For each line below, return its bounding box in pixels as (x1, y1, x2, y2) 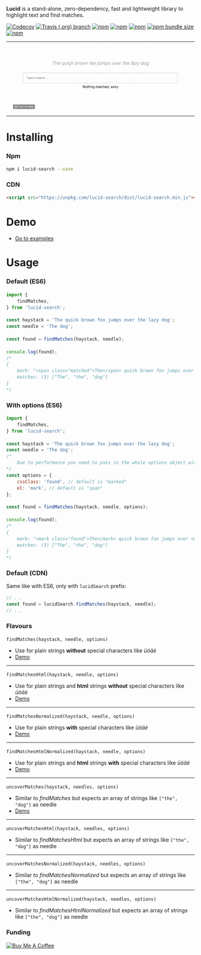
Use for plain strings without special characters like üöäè (14, 647, 157, 654)
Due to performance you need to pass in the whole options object (17, 459, 186, 466)
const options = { (6, 472, 52, 478)
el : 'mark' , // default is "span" (17, 485, 103, 491)
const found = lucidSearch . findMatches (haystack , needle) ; (6, 601, 157, 607)
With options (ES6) (6, 401, 63, 409)
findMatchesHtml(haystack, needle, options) (6, 672, 119, 678)
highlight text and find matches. (6, 11, 84, 19)
